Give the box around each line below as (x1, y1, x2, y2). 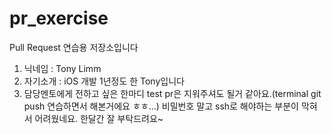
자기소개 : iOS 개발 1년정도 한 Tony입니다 (23, 75, 185, 87)
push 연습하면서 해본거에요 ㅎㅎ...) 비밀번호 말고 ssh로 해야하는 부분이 (23, 100, 299, 112)
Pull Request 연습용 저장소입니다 (9, 41, 139, 53)
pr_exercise (9, 7, 109, 30)
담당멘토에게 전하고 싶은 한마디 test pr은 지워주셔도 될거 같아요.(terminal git (23, 87, 322, 99)
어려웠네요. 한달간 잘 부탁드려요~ (34, 112, 164, 124)
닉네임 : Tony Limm (23, 62, 102, 74)
